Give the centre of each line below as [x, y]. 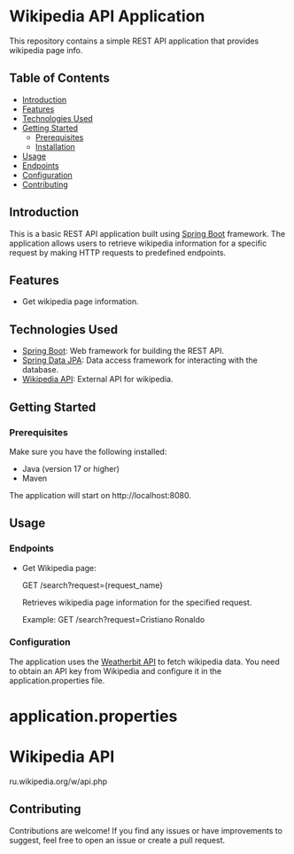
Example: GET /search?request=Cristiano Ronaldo [113, 619]
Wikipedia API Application [107, 16]
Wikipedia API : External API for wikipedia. [97, 380]
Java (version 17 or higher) [70, 468]
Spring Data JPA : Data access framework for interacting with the [140, 360]
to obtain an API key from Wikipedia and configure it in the [116, 670]
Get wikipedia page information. [80, 302]
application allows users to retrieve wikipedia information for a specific [138, 243]
